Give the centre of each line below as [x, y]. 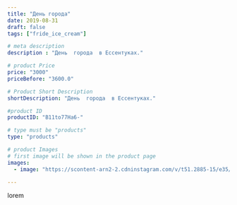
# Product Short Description [50, 92]
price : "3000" [28, 72]
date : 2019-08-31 [33, 20]
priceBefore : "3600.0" [41, 78]
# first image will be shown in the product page [82, 156]
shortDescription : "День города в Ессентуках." [82, 98]
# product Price [31, 66]
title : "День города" [39, 14]
